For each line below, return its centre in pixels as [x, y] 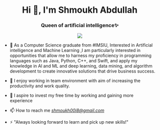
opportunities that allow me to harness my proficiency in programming [80, 55]
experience [21, 101]
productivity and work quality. [40, 86]
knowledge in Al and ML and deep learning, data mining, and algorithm [81, 66]
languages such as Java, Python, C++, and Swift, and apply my [74, 61]
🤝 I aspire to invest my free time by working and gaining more [71, 96]
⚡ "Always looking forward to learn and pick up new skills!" [69, 122]
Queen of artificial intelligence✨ [80, 26]
